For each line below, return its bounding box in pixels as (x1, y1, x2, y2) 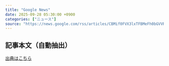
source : (5, 21, 22, 26)
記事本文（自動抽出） (5, 41, 71, 49)
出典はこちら (5, 55, 32, 61)
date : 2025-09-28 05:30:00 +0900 (5, 12, 75, 17)
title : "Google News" (5, 7, 51, 12)
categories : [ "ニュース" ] (5, 16, 56, 21)
